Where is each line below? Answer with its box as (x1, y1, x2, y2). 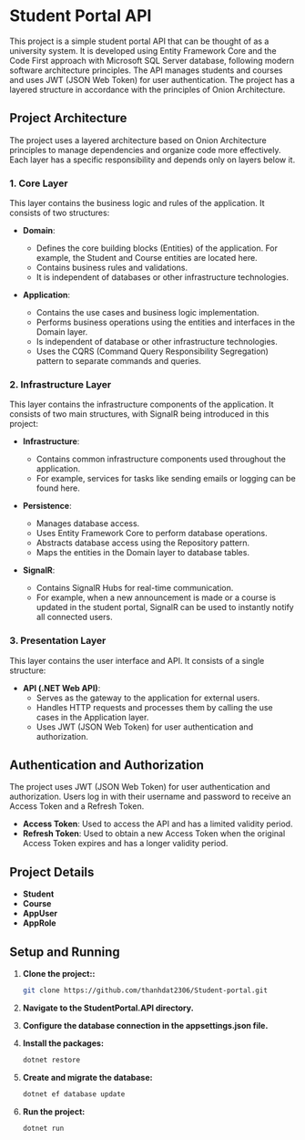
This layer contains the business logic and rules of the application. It (9, 198, 266, 209)
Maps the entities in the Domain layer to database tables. (36, 547, 250, 558)
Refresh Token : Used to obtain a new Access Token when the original (22, 828, 286, 839)
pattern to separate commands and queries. (36, 356, 202, 367)
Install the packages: (22, 1037, 105, 1049)
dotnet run (22, 1124, 65, 1133)
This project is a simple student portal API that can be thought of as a (9, 36, 269, 47)
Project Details (9, 864, 95, 880)
